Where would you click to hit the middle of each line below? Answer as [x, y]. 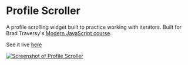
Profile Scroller [43, 11]
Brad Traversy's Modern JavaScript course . [59, 33]
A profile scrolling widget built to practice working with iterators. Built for [94, 27]
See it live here [24, 45]
